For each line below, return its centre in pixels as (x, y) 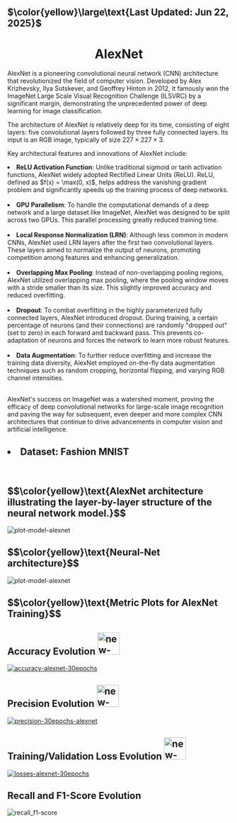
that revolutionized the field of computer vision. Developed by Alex (104, 81)
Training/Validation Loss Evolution (85, 757)
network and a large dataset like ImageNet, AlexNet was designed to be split (118, 212)
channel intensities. (36, 378)
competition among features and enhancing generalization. (93, 258)
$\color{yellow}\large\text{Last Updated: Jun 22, (118, 12)
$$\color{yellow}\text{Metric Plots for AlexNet (112, 603)
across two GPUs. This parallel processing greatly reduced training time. (113, 220)
